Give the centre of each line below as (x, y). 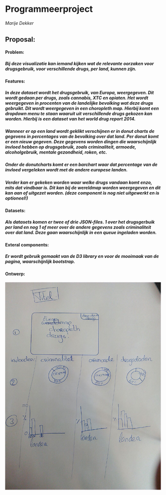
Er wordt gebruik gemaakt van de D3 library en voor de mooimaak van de (82, 256)
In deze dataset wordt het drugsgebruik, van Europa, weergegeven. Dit (80, 92)
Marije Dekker (19, 23)
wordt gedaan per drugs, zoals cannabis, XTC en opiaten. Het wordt (77, 98)
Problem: (15, 52)
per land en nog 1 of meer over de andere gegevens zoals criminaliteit (78, 227)
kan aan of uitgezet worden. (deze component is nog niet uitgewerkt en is (82, 193)
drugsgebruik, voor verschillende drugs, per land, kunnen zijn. (71, 69)
